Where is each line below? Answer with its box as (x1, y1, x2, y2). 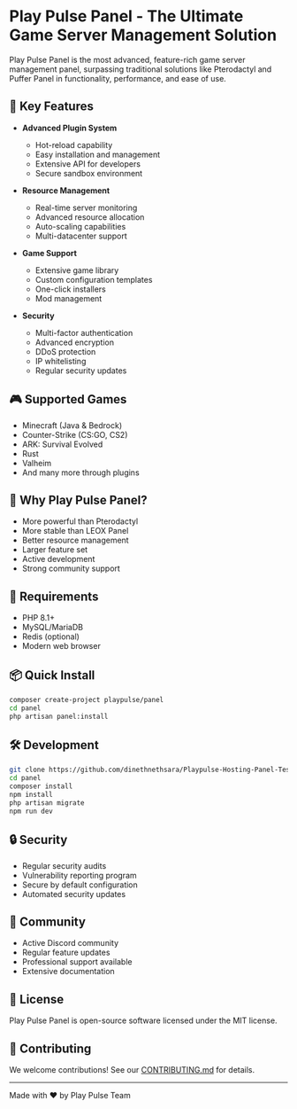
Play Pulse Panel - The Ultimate (9, 6, 244, 27)
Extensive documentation (21, 966, 115, 977)
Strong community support (21, 563, 121, 574)
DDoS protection (34, 346, 96, 356)
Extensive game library (34, 264, 119, 276)
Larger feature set (21, 544, 88, 555)
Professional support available (21, 957, 133, 967)
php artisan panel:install (9, 712, 109, 721)
